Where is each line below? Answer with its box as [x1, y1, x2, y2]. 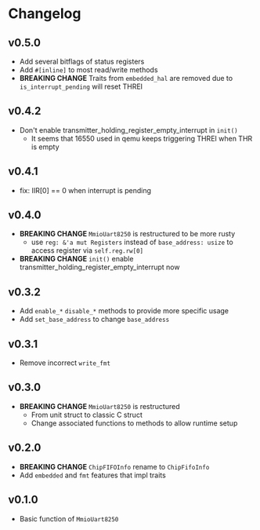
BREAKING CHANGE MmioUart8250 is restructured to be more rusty [19, 229, 236, 239]
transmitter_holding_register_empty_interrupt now [19, 262, 180, 272]
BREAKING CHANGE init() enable [19, 254, 134, 264]
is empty [31, 142, 60, 152]
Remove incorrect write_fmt [19, 358, 111, 367]
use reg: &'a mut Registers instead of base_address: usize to [31, 237, 233, 247]
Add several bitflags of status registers [19, 57, 145, 66]
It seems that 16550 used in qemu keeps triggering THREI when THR [31, 133, 253, 143]
